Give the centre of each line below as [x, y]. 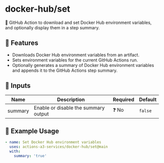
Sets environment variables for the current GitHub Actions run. [75, 60]
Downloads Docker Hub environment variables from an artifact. [76, 55]
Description [71, 100]
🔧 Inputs [18, 86]
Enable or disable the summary [69, 107]
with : [15, 152]
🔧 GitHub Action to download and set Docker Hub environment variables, [78, 22]
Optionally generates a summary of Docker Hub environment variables [83, 65]
